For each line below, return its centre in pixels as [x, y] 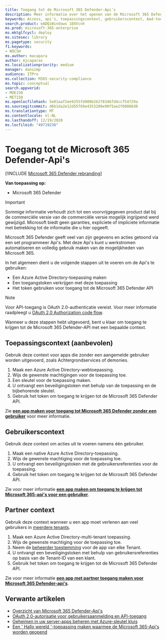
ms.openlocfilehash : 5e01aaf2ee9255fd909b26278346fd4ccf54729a [72, 102]
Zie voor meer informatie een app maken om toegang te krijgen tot [74, 489]
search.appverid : [23, 88]
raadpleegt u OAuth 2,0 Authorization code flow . [54, 313]
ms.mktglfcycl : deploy [28, 33]
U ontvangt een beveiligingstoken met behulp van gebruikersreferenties [85, 552]
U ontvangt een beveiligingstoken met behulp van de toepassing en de [84, 386]
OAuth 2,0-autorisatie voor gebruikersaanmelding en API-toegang [79, 616]
